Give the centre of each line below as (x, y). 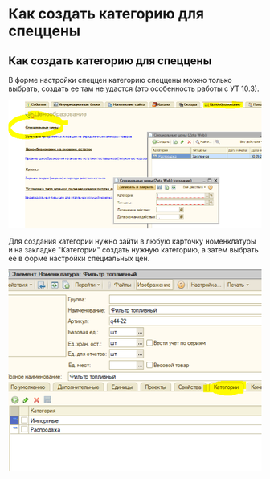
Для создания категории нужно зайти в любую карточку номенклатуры (132, 241)
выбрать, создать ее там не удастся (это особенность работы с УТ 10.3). (134, 88)
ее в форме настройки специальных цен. (79, 259)
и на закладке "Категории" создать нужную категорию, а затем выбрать (133, 250)
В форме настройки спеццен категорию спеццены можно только (120, 80)
